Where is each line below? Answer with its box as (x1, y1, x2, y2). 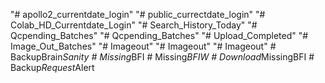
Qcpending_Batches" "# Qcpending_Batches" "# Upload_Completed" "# (10, 30, 309, 41)
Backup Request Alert (10, 62, 95, 73)
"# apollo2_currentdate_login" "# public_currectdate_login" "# (10, 9, 266, 20)
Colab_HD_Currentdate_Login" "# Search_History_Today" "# (10, 19, 258, 31)
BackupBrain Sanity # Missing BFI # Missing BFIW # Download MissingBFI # (10, 51, 315, 63)
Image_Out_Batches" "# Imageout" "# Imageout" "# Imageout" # (10, 40, 277, 52)
